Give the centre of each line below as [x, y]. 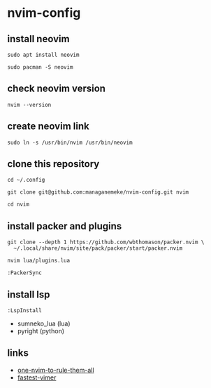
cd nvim [19, 205]
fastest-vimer [37, 377]
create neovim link [48, 127]
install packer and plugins [65, 226]
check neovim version [57, 89]
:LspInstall [24, 311]
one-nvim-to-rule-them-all [56, 370]
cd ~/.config [26, 180]
